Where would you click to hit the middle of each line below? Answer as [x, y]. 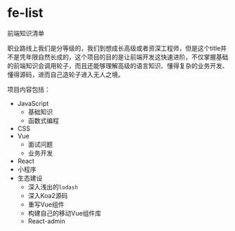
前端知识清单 [26, 33]
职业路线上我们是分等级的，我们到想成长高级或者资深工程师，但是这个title [114, 48]
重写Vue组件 [46, 204]
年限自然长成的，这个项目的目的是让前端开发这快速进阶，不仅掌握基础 [127, 57]
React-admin [46, 221]
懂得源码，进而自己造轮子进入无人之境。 [66, 74]
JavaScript [33, 103]
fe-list [25, 13]
